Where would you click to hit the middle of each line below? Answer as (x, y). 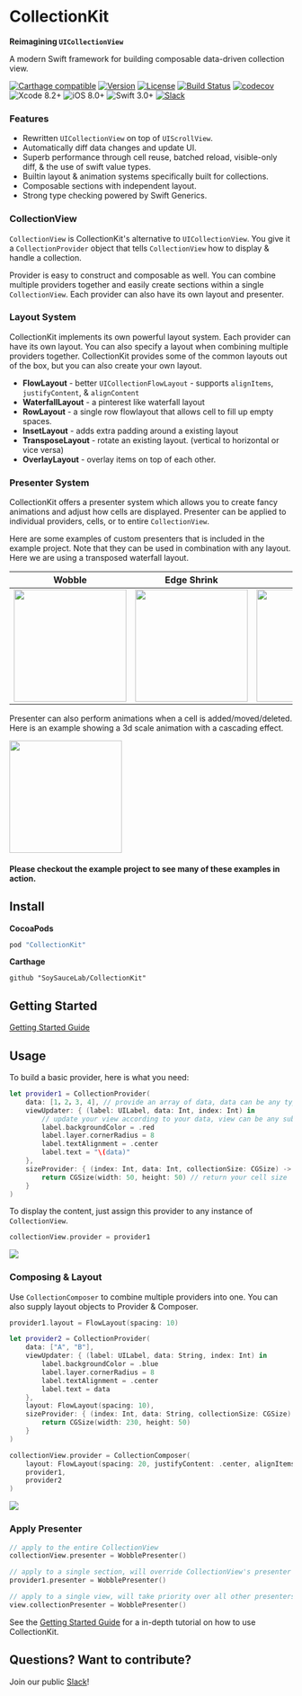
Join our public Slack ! (49, 1682)
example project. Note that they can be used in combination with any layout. (150, 548)
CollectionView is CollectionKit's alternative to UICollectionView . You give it (150, 238)
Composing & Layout (56, 1277)
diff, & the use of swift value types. (86, 167)
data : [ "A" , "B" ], (60, 1347)
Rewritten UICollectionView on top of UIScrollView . (118, 138)
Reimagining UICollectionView (67, 41)
